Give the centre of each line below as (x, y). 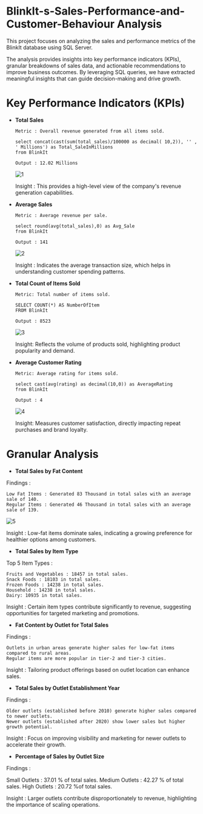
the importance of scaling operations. (53, 804)
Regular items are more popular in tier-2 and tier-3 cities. (86, 658)
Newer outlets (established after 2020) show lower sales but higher (96, 722)
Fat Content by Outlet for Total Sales (62, 625)
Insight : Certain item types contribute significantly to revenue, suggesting (99, 607)
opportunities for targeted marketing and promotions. (73, 613)
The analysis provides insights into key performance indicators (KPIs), (94, 59)
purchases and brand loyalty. (51, 429)
